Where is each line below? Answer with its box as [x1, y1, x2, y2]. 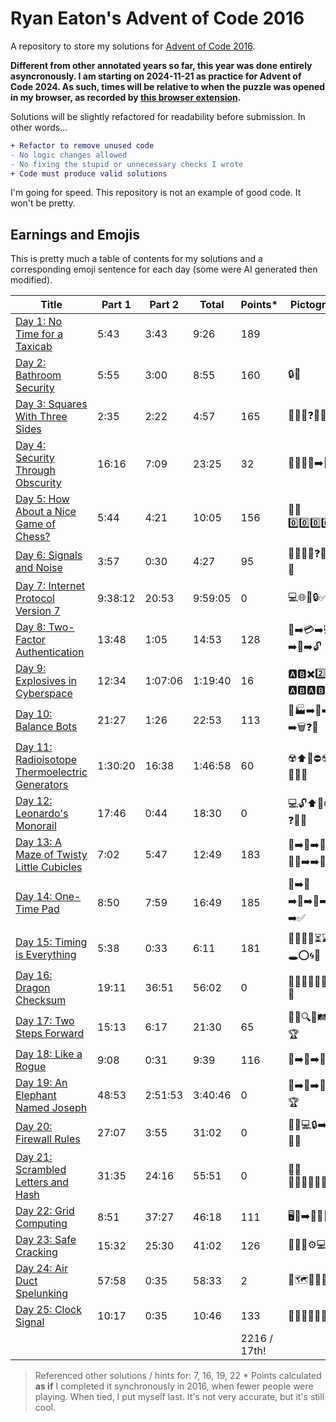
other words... [10, 121, 68, 133]
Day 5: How [15, 492, 70, 506]
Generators [15, 778, 69, 792]
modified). [10, 274, 53, 286]
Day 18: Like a [15, 1047, 83, 1061]
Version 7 [15, 604, 61, 618]
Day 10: [15, 707, 53, 721]
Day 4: [15, 438, 47, 452]
